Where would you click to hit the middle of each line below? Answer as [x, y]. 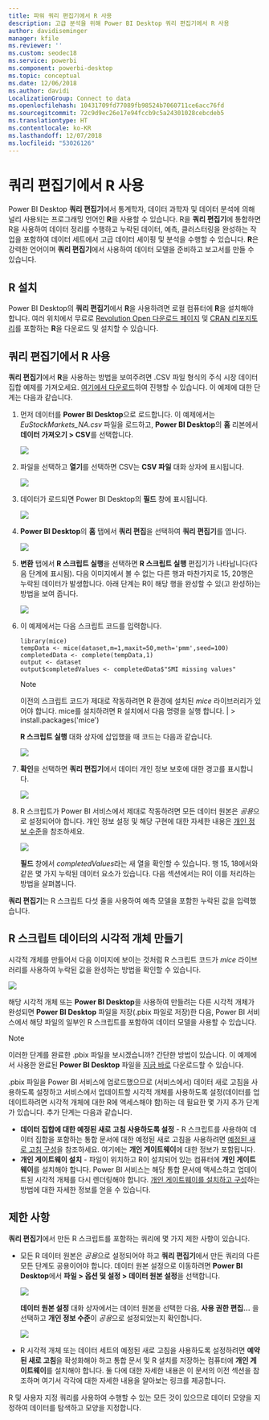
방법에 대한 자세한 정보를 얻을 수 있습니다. [85, 1190]
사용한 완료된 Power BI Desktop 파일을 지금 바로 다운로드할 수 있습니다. [130, 1065]
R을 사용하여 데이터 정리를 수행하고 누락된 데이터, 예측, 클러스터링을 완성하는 [128, 230]
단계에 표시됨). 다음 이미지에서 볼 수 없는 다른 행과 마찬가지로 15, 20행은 [141, 573]
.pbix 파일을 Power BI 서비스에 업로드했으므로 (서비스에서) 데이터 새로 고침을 [129, 1082]
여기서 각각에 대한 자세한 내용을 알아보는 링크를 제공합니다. [134, 1380]
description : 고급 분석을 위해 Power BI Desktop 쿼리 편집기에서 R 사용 [119, 23]
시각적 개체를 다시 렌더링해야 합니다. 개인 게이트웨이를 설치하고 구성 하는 [148, 1179]
